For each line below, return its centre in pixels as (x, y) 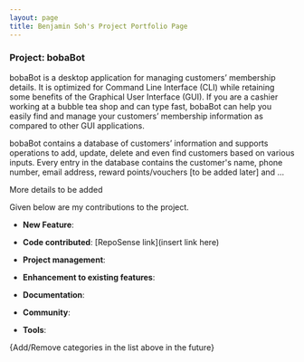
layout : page (34, 18)
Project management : (64, 260)
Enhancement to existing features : (89, 277)
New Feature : (48, 224)
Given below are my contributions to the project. (100, 207)
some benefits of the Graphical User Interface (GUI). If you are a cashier (144, 97)
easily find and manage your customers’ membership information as (137, 116)
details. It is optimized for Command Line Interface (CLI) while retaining (142, 87)
